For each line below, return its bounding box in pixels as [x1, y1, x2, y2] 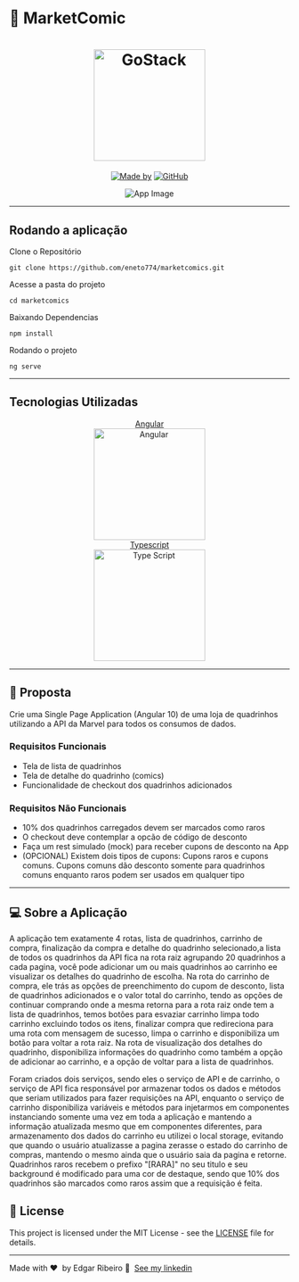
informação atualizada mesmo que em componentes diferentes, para [9, 1121, 263, 1131]
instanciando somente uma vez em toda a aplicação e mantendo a [9, 1111, 252, 1122]
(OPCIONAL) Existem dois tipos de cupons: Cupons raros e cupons [21, 851, 269, 862]
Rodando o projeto [9, 344, 77, 355]
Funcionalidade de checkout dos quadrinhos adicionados [21, 780, 233, 790]
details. [9, 1237, 36, 1247]
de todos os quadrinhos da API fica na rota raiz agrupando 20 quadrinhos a [9, 952, 287, 963]
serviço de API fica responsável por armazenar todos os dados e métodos [9, 1083, 282, 1094]
